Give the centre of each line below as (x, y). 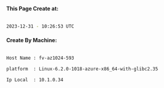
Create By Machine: (32, 40)
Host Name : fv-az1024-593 (40, 58)
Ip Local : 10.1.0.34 (35, 80)
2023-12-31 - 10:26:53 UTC (40, 27)
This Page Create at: (32, 8)
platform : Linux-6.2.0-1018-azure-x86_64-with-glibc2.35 (82, 69)
